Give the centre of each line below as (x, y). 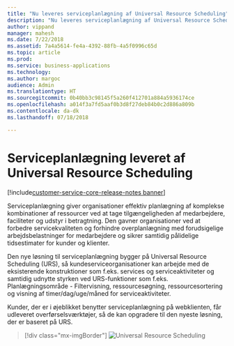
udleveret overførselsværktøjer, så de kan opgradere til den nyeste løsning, (115, 314)
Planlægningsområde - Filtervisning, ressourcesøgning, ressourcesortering (115, 286)
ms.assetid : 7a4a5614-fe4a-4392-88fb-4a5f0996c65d (82, 46)
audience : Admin (31, 85)
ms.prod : (20, 59)
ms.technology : (29, 72)
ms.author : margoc (34, 78)
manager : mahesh (31, 33)
